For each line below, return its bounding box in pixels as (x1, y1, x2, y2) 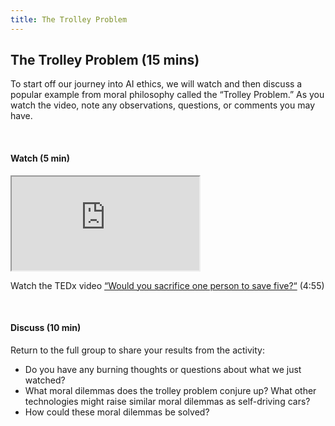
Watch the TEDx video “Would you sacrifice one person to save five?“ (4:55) (10, 279, 325, 291)
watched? (24, 374, 66, 386)
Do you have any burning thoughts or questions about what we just (24, 363, 302, 375)
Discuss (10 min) (10, 322, 82, 334)
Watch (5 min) (10, 152, 70, 165)
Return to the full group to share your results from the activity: (10, 344, 266, 356)
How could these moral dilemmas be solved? (24, 406, 210, 418)
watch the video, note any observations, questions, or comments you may (10, 99, 316, 111)
